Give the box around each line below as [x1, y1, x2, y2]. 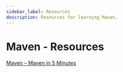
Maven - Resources [6, 40, 105, 54]
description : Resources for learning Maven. [6, 14, 118, 20]
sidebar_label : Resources [6, 8, 70, 15]
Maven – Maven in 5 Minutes [6, 60, 76, 67]
